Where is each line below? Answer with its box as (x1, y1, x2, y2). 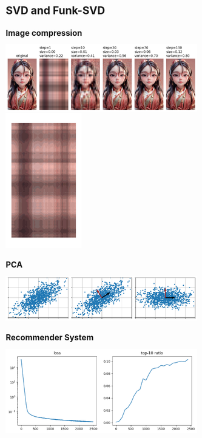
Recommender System (5, 332, 94, 343)
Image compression (5, 28, 82, 38)
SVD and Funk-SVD (5, 4, 106, 18)
